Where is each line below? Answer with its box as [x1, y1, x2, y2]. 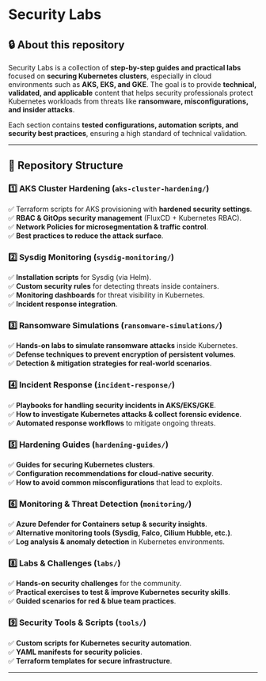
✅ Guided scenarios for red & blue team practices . [8, 596, 177, 606]
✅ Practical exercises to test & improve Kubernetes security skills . [8, 588, 231, 597]
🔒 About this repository [8, 38, 125, 51]
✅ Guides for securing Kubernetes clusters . [8, 460, 155, 469]
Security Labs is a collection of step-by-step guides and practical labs [8, 63, 241, 72]
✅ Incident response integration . [8, 299, 118, 308]
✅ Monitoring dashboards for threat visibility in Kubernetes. [8, 290, 205, 300]
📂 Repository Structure [8, 159, 123, 172]
